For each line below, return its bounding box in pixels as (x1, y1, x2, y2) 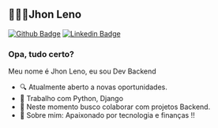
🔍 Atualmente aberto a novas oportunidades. (19, 82, 167, 92)
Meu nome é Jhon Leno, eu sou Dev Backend (8, 66, 156, 76)
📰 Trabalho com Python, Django (19, 94, 124, 104)
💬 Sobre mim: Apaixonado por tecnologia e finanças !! (19, 111, 195, 120)
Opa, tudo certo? (8, 48, 75, 59)
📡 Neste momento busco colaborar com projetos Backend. (19, 102, 211, 111)
